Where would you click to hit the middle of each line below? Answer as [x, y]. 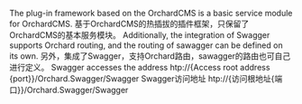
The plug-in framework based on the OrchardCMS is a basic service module [151, 13]
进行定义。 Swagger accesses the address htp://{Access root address [140, 67]
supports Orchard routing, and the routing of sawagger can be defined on [146, 45]
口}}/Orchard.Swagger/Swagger [69, 90]
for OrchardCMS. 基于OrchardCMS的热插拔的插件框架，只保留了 [129, 24]
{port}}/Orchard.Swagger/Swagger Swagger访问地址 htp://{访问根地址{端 [146, 79]
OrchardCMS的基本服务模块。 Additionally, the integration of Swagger [140, 35]
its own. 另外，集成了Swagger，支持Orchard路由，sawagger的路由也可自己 [150, 56]
